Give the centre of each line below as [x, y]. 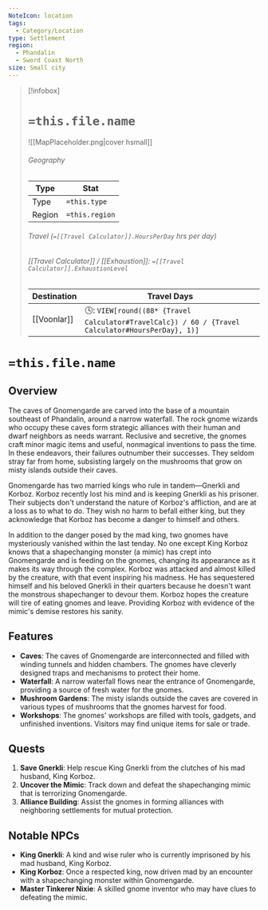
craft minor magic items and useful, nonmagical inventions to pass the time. [133, 444]
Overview [33, 391]
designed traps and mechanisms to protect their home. [110, 673]
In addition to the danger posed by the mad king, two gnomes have [118, 535]
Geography [46, 160]
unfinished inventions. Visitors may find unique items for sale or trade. [135, 724]
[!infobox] [44, 90]
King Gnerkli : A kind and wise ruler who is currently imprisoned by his [135, 855]
